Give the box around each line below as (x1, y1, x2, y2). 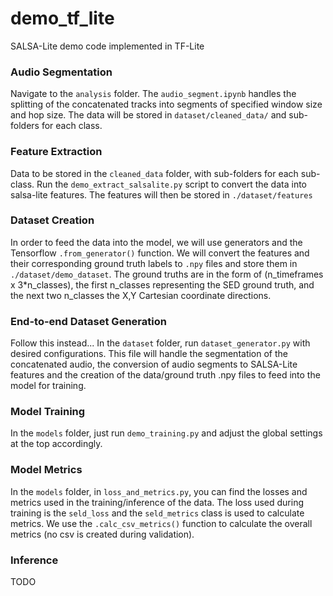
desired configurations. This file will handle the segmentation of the (10, 348, 289, 360)
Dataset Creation (10, 213, 95, 227)
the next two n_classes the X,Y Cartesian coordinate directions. (10, 289, 272, 301)
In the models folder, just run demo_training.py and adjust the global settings (10, 427, 323, 439)
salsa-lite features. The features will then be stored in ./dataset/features (10, 188, 313, 201)
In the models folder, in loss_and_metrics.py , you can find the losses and (10, 485, 308, 497)
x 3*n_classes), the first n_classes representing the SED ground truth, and (10, 278, 315, 291)
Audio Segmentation (10, 65, 113, 79)
